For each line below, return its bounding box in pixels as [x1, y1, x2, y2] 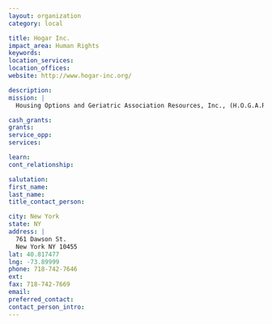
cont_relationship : [8, 160, 74, 168]
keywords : [8, 49, 42, 58]
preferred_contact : [8, 295, 74, 304]
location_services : [8, 57, 74, 65]
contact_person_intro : [8, 303, 85, 311]
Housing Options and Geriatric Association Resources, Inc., [15, 101, 227, 109]
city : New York [8, 212, 60, 221]
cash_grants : [8, 116, 53, 124]
